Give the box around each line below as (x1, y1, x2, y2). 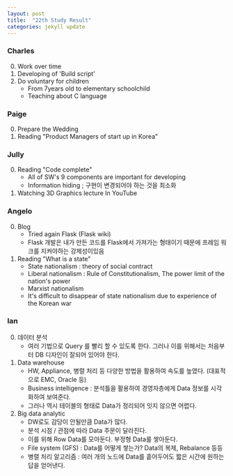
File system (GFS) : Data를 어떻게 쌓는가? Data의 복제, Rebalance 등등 (27, 443, 223, 452)
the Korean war (27, 299, 72, 307)
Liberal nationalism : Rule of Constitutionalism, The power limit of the (27, 269, 225, 277)
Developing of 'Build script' (17, 69, 96, 77)
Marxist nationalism (27, 284, 84, 293)
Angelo (7, 206, 33, 216)
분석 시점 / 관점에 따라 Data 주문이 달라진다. (27, 426, 147, 434)
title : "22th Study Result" (7, 17, 92, 24)
